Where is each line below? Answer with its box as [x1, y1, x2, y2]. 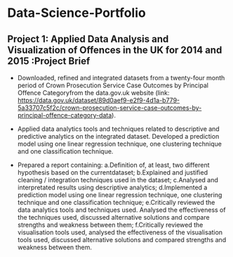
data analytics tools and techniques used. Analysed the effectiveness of [17, 206, 226, 214]
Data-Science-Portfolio [7, 5, 146, 21]
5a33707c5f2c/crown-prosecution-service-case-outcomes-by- [17, 104, 202, 112]
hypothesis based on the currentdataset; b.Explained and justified [17, 168, 208, 177]
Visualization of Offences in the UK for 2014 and [7, 44, 222, 56]
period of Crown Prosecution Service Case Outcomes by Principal [17, 81, 209, 89]
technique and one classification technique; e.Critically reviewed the [17, 199, 215, 206]
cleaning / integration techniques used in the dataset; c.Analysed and [17, 176, 219, 184]
